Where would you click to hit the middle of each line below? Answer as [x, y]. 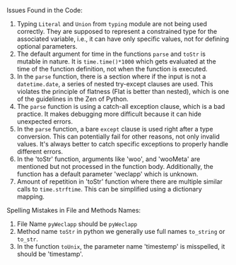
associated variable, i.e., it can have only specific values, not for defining [123, 39]
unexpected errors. [45, 122]
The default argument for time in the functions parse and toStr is [111, 54]
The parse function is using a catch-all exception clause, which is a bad [121, 106]
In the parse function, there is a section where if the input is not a [111, 76]
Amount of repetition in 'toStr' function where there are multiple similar [120, 182]
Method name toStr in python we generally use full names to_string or [121, 231]
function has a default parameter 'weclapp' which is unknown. [107, 174]
